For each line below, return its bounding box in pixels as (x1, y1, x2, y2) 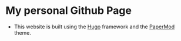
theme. (14, 29, 32, 36)
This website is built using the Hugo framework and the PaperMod (14, 23, 175, 30)
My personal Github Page (5, 4, 132, 17)
